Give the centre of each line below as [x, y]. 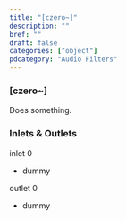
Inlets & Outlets [43, 134]
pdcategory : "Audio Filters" [63, 59]
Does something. [41, 110]
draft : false [34, 43]
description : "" [39, 26]
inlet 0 [21, 153]
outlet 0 [24, 188]
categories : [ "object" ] [54, 51]
